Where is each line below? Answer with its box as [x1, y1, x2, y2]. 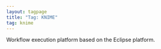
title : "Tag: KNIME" [6, 14, 58, 20]
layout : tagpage [6, 8, 47, 15]
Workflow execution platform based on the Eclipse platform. [6, 36, 156, 44]
